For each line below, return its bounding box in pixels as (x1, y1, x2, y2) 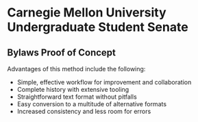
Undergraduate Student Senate (7, 19, 188, 35)
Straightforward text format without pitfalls (16, 93, 137, 101)
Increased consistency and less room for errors (16, 108, 151, 115)
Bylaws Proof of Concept (7, 47, 116, 58)
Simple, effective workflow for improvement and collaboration (16, 78, 192, 86)
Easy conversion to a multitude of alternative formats (16, 100, 166, 108)
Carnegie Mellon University (7, 5, 166, 21)
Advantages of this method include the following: (7, 65, 146, 73)
